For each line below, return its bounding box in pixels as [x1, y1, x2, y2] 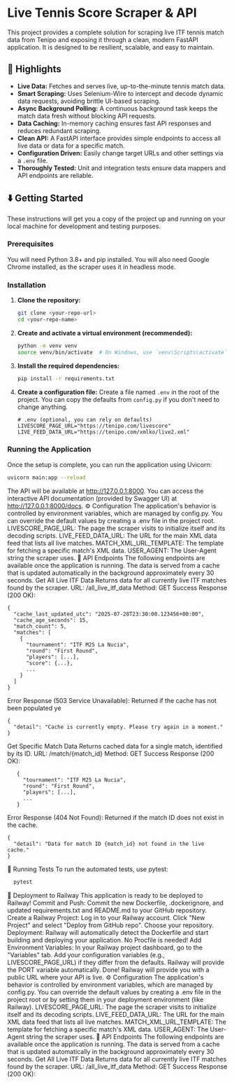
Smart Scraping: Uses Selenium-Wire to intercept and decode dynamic [17, 89, 224, 97]
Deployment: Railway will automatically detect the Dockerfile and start [7, 928, 209, 936]
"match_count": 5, [13, 623, 68, 630]
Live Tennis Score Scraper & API [7, 5, 197, 21]
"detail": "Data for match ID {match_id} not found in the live [13, 840, 205, 847]
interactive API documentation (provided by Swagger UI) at [7, 494, 177, 502]
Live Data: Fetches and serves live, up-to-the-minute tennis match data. [17, 82, 226, 90]
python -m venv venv [17, 342, 78, 349]
